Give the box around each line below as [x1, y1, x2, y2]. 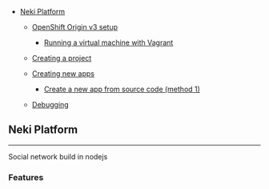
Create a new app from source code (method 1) [43, 84, 200, 94]
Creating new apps [31, 69, 94, 78]
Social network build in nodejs [8, 151, 108, 161]
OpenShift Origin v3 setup [31, 22, 118, 31]
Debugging [31, 100, 70, 109]
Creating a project [31, 54, 92, 62]
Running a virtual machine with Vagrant [43, 38, 174, 47]
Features [8, 171, 44, 183]
